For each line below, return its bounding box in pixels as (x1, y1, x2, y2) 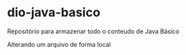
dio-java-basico (7, 5, 101, 20)
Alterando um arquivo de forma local (7, 40, 112, 48)
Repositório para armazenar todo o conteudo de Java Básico (7, 27, 180, 35)
